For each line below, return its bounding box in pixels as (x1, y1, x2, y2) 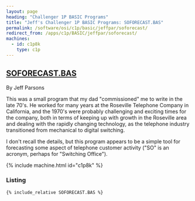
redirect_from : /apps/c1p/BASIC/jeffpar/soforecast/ (6, 30, 138, 36)
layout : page (6, 8, 38, 15)
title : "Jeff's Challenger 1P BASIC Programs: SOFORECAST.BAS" (6, 19, 164, 25)
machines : (6, 36, 30, 42)
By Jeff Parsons (6, 84, 45, 91)
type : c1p (16, 47, 41, 53)
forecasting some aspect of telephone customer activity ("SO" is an (6, 144, 169, 151)
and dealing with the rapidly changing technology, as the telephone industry (6, 120, 190, 127)
